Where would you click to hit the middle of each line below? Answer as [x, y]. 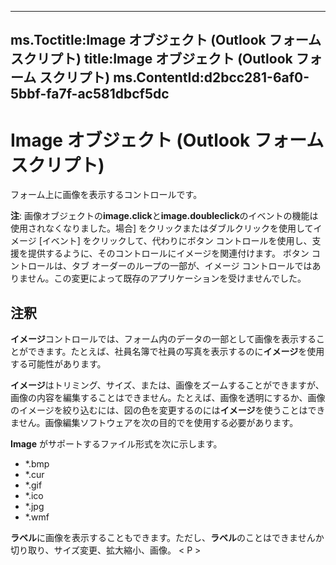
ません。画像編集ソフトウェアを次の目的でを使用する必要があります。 [154, 423]
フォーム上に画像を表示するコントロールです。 [106, 195]
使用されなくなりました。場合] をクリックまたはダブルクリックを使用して [162, 228]
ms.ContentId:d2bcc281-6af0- [211, 77]
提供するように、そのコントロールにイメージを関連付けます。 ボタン [168, 253]
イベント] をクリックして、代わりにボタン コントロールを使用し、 [177, 241]
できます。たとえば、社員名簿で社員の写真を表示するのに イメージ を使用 [176, 352]
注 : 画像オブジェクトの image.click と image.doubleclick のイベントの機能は [164, 216]
